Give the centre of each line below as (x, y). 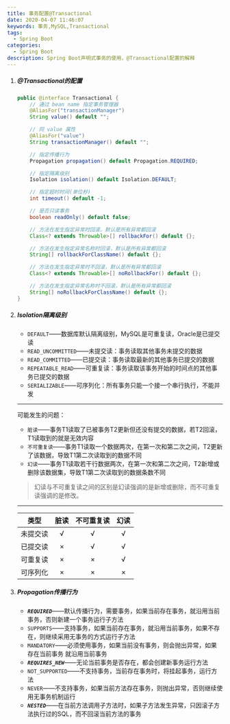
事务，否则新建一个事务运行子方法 (75, 619)
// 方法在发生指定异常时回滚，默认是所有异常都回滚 (93, 230)
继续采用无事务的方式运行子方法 (90, 636)
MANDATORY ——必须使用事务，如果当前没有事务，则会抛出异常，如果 (122, 645)
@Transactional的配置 (50, 81)
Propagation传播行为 (47, 592)
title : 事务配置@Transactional (50, 13)
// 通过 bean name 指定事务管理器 (74, 104)
